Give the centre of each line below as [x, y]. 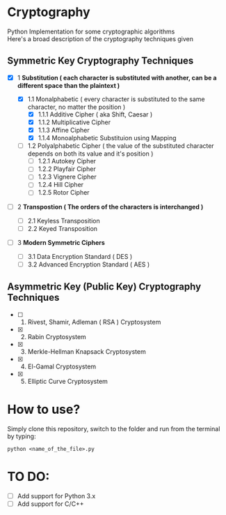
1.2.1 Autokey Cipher [67, 161]
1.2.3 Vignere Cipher [67, 177]
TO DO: [29, 476]
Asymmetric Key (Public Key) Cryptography [104, 287]
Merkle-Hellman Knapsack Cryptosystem [87, 351]
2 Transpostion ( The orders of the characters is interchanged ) [110, 207]
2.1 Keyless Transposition [64, 221]
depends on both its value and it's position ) [90, 154]
